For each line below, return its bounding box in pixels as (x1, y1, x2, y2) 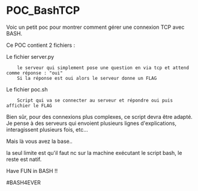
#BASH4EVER (6, 178, 41, 186)
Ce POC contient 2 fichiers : (6, 41, 76, 49)
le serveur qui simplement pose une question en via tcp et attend (17, 64, 189, 71)
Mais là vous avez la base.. (6, 138, 73, 145)
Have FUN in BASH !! (6, 167, 58, 174)
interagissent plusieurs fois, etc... (6, 126, 88, 133)
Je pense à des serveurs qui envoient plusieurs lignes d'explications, (6, 120, 177, 127)
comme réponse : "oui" (6, 70, 63, 76)
